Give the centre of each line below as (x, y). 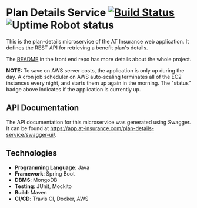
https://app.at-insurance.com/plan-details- (102, 128)
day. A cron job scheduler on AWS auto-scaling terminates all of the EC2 (94, 77)
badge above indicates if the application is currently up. (74, 89)
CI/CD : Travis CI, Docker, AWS (51, 199)
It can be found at (28, 128)
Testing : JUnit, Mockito (43, 186)
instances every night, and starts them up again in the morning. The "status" (98, 83)
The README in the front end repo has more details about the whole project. (99, 59)
